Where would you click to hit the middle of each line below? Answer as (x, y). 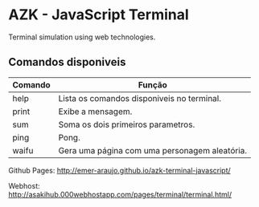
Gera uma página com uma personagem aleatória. (153, 150)
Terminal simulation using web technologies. (82, 37)
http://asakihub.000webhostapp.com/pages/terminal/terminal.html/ (120, 194)
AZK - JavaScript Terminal (99, 15)
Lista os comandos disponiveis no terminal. (140, 98)
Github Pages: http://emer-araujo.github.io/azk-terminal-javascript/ (119, 170)
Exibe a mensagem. (95, 112)
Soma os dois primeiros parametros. (127, 124)
